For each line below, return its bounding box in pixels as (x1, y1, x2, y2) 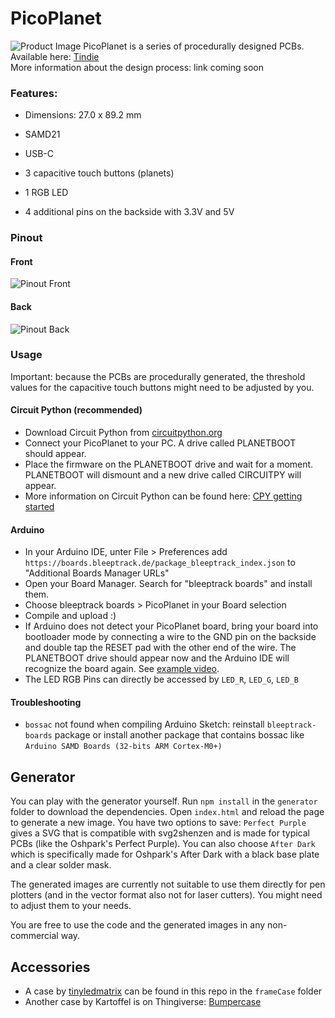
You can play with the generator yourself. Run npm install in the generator (10, 795, 318, 807)
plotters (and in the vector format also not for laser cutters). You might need (10, 889, 323, 901)
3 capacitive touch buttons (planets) (24, 167, 175, 179)
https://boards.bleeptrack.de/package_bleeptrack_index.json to (24, 557, 296, 569)
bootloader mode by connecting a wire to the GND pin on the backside (24, 631, 317, 643)
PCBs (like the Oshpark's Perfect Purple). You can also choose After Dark (10, 838, 316, 850)
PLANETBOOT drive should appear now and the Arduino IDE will (24, 652, 290, 664)
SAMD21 (24, 128, 61, 141)
